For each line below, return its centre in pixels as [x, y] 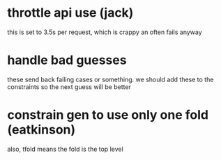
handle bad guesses [67, 60]
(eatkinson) [41, 130]
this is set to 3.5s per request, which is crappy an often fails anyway [105, 32]
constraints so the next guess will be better [69, 87]
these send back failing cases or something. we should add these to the [110, 79]
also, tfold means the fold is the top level [65, 149]
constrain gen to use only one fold [108, 115]
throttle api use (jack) [70, 13]
